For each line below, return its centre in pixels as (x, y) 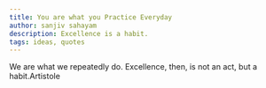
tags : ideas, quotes (47, 42)
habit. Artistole (35, 77)
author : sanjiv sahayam (53, 26)
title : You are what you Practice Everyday (91, 17)
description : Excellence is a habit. (79, 33)
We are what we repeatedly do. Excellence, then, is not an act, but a (133, 67)
